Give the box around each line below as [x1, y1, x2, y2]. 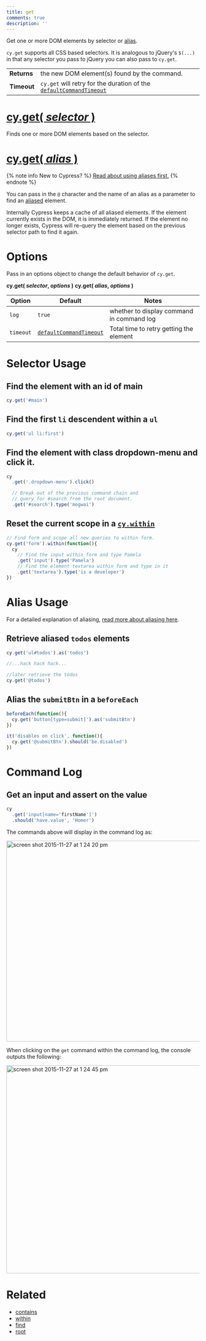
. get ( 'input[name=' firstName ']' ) [12, 811, 97, 817]
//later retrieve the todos [6, 672, 78, 678]
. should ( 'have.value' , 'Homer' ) [12, 817, 95, 823]
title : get [6, 9, 34, 15]
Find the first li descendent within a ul [6, 415, 158, 425]
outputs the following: [6, 1053, 61, 1060]
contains [15, 1308, 38, 1315]
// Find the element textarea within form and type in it [17, 564, 169, 570]
